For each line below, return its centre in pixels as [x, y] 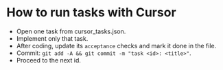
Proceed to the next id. [49, 60]
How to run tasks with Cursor [91, 13]
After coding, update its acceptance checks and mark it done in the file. [116, 46]
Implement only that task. [52, 38]
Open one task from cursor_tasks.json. [71, 31]
